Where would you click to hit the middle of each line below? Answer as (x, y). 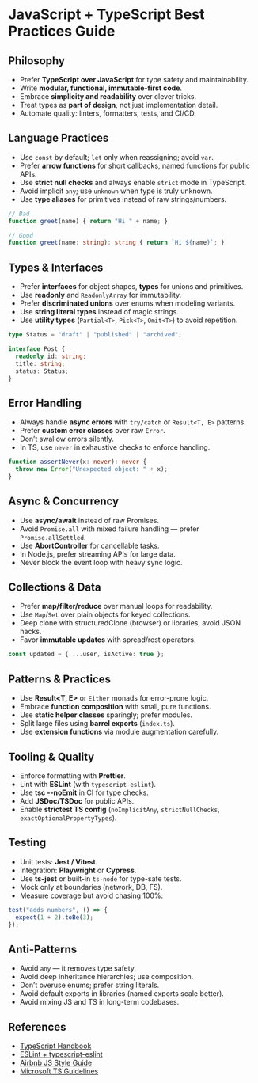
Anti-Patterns (43, 949)
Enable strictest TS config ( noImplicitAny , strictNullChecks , (120, 809)
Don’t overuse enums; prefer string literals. (89, 985)
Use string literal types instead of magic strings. (99, 312)
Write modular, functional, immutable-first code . (101, 88)
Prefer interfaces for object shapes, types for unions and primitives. (131, 287)
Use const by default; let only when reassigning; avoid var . (116, 157)
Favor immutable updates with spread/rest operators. (108, 640)
